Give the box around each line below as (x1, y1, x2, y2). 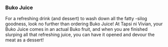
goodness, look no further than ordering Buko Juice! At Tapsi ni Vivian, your (5, 21, 163, 27)
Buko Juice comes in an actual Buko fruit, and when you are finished (5, 26, 148, 32)
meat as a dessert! (5, 37, 44, 43)
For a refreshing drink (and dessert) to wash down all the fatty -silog (5, 16, 147, 22)
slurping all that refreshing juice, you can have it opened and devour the (5, 32, 155, 38)
